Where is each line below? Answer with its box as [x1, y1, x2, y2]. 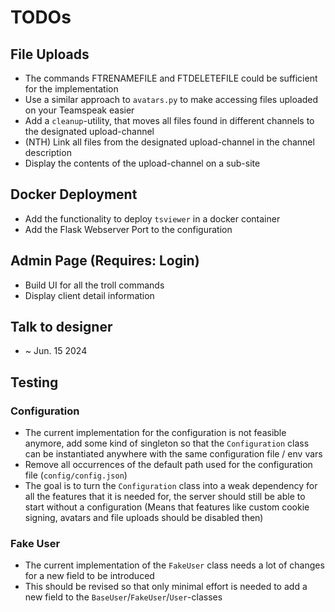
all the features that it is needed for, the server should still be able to [24, 491, 306, 503]
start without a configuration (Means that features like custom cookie [24, 501, 310, 513]
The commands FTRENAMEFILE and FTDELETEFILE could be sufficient [24, 72, 318, 84]
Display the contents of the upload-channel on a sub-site [24, 157, 261, 169]
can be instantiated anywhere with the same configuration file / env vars [24, 448, 323, 460]
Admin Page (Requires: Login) [10, 252, 200, 270]
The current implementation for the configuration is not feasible [24, 427, 287, 439]
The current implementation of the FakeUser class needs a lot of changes [24, 559, 325, 571]
